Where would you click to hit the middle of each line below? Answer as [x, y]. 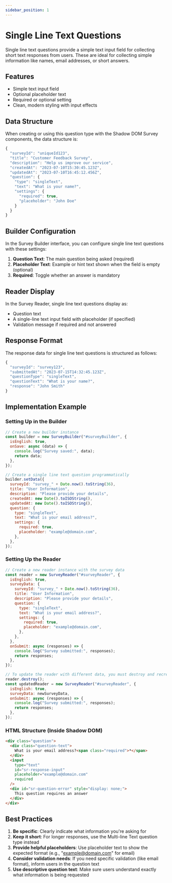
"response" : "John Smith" [38, 386]
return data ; [28, 456]
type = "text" [27, 765]
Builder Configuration [40, 231]
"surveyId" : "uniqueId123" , [40, 153]
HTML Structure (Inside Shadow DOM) [54, 730]
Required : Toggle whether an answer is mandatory [66, 275]
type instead [26, 842]
